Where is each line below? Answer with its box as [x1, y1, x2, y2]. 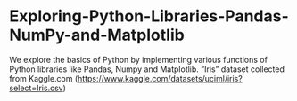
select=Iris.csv [9, 82, 64, 93]
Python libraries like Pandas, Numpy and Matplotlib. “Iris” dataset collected [9, 64, 285, 74]
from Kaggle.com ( [9, 73, 78, 83]
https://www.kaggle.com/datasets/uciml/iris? [77, 73, 243, 83]
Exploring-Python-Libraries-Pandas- [9, 6, 290, 27]
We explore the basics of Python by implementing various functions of [9, 54, 268, 65]
